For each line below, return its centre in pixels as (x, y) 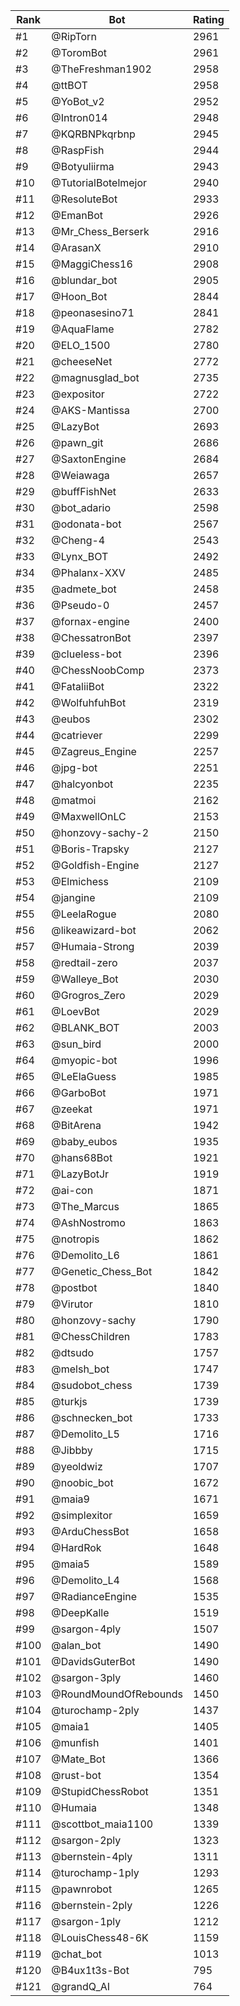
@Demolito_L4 (85, 1580)
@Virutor (72, 1304)
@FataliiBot (78, 686)
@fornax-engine (90, 621)
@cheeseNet (82, 361)
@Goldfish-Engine (95, 865)
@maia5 (70, 1564)
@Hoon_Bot (79, 296)
